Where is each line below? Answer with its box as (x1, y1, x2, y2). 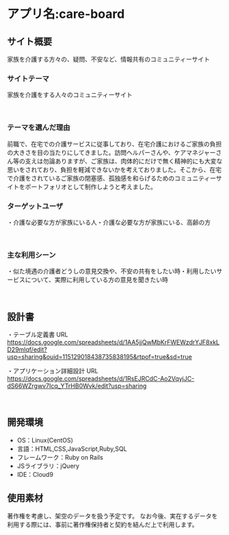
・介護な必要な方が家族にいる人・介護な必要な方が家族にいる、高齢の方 (7, 218, 211, 226)
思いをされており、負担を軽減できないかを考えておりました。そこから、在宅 (7, 165, 222, 173)
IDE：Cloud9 (16, 470, 53, 478)
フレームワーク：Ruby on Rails (16, 453, 104, 461)
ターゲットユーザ (7, 201, 64, 211)
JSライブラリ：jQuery (16, 462, 80, 470)
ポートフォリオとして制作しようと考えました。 (25, 182, 157, 190)
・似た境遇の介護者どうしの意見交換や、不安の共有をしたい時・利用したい (7, 267, 217, 275)
